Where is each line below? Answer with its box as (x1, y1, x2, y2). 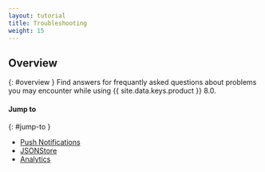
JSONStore (19, 146, 57, 156)
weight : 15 (8, 26, 45, 34)
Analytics (19, 154, 51, 164)
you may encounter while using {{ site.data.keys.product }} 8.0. (8, 86, 217, 96)
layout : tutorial (8, 11, 66, 20)
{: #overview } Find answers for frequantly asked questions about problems (8, 78, 257, 87)
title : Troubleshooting (8, 19, 88, 27)
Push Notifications (19, 138, 81, 147)
